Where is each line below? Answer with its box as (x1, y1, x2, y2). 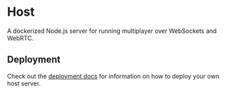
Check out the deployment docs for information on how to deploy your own (7, 72, 220, 80)
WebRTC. (7, 34, 34, 42)
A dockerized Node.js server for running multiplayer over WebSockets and (7, 27, 217, 35)
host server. (7, 79, 41, 88)
